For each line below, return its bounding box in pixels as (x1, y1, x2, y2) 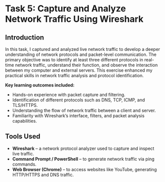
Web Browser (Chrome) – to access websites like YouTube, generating (12, 166, 157, 172)
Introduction (5, 33, 44, 42)
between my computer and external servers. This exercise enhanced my (5, 67, 153, 73)
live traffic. (12, 150, 35, 156)
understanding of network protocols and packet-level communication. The (5, 51, 157, 57)
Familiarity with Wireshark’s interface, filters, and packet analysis (12, 113, 145, 119)
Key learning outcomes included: (5, 82, 75, 88)
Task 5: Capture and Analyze (5, 3, 126, 14)
